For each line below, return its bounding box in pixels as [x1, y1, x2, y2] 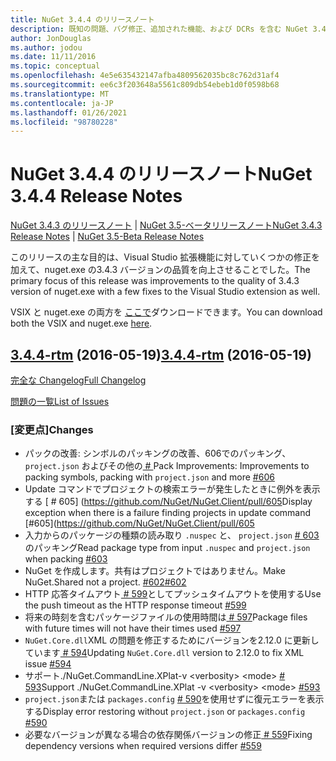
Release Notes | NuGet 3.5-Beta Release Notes [10, 231, 205, 243]
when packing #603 [24, 553, 108, 565]
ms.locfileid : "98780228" [10, 117, 118, 127]
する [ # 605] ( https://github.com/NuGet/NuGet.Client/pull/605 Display [24, 496, 313, 508]
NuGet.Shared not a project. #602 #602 [24, 576, 187, 588]
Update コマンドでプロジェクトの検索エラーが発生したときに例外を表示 [24, 483, 321, 495]
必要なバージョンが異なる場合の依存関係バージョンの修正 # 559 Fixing [24, 729, 313, 741]
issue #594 [24, 658, 72, 670]
